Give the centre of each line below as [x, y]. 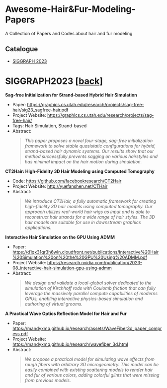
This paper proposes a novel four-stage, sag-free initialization [89, 141]
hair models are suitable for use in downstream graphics [83, 222]
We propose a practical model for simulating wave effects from [90, 359]
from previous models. [48, 380]
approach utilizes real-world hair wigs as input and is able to [87, 212]
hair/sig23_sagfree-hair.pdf [40, 110]
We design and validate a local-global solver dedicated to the [88, 283]
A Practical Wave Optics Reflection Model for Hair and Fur [66, 313]
